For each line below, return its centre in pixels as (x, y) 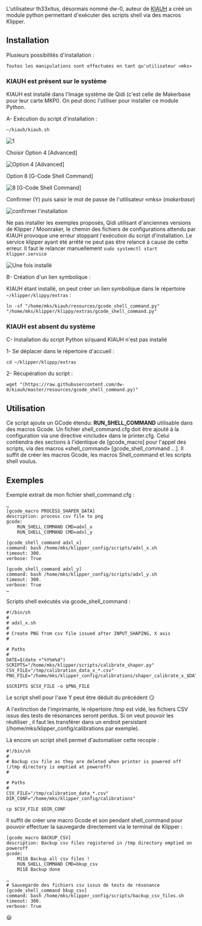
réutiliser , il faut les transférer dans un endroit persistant (77, 722)
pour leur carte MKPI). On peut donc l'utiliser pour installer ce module (92, 101)
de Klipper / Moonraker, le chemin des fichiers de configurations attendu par (101, 229)
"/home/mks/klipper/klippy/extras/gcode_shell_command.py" (82, 312)
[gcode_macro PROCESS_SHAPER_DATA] (51, 511)
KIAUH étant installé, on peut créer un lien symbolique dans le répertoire (96, 289)
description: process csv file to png (55, 517)
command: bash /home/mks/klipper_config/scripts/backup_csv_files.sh (95, 896)
